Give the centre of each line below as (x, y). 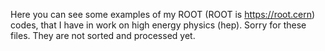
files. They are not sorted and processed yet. (103, 35)
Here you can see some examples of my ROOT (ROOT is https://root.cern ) (163, 14)
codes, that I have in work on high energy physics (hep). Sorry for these (158, 25)
